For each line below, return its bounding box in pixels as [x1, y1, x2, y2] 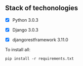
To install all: [5, 47, 31, 52]
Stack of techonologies [5, 4, 78, 12]
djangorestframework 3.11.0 [12, 36, 68, 42]
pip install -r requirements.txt [5, 56, 74, 61]
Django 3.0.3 [12, 27, 39, 33]
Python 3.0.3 [12, 17, 39, 23]
